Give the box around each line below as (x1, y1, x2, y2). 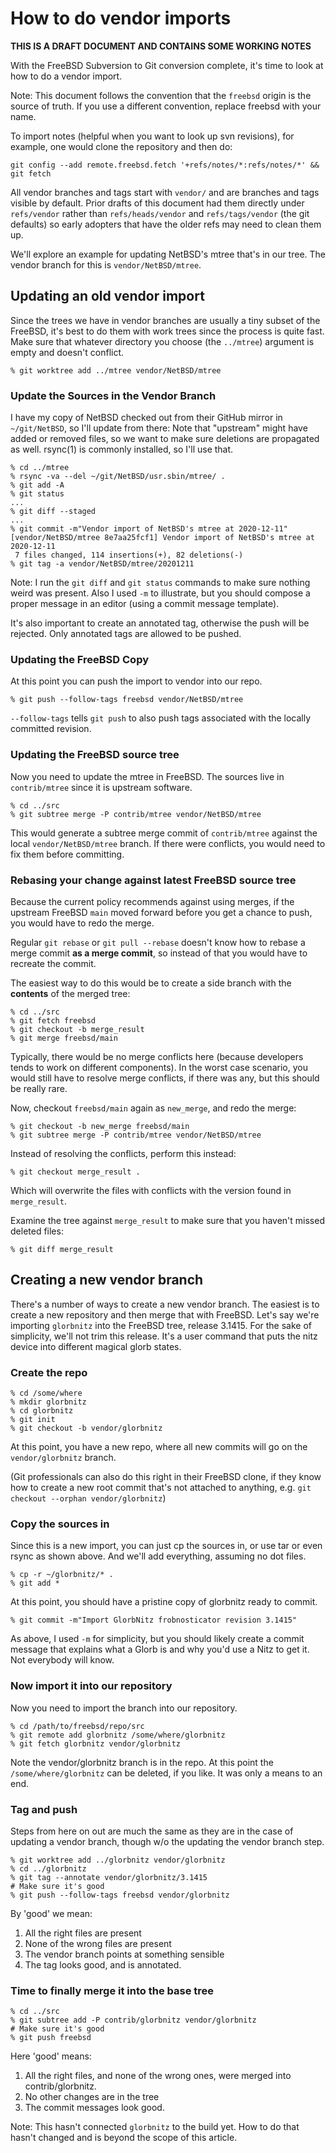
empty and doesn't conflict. (10, 346, 125, 358)
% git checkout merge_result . (10, 1167, 141, 1177)
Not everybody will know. (10, 1654, 115, 1666)
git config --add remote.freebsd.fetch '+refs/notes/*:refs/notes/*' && (10, 160, 320, 170)
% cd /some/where (10, 1388, 83, 1399)
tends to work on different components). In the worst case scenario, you (10, 1061, 308, 1073)
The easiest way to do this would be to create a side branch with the (10, 977, 292, 989)
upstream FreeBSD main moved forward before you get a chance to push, (10, 906, 313, 918)
